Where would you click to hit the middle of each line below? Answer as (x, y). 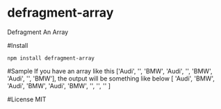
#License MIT (27, 99)
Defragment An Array (38, 32)
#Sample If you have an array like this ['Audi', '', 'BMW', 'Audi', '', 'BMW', (110, 71)
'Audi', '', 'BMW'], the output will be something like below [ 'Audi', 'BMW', (111, 78)
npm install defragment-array (51, 58)
